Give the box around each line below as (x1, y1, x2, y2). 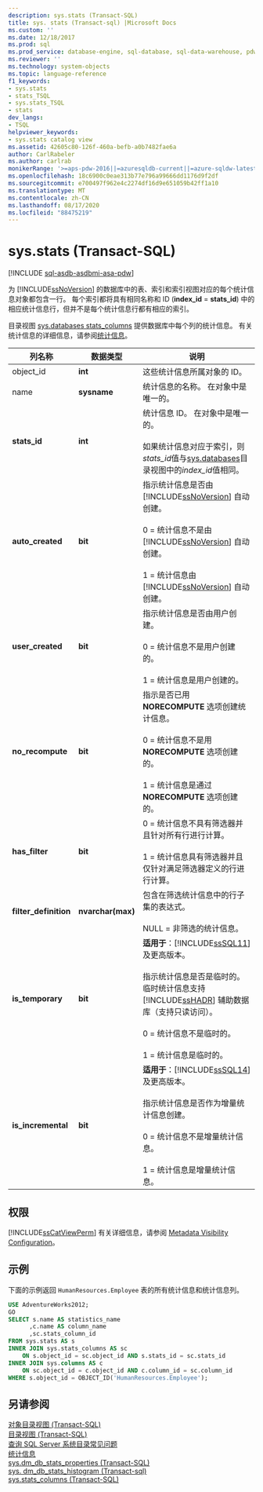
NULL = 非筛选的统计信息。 (142, 923, 243, 934)
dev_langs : (8, 114, 44, 122)
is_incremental (12, 1120, 69, 1131)
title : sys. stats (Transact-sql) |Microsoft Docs (8, 19, 177, 27)
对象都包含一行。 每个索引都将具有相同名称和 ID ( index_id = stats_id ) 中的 (14, 294, 255, 304)
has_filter (12, 846, 49, 857)
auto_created (12, 536, 63, 547)
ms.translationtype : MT (8, 186, 86, 195)
